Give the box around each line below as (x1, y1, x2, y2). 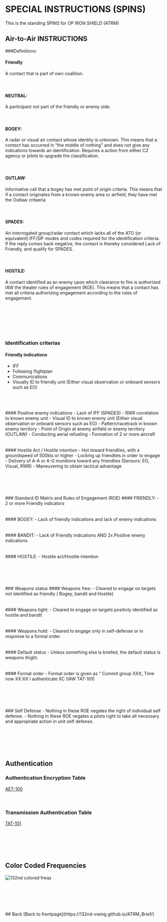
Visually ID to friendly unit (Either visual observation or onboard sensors (12, 379, 161, 385)
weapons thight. (5, 655, 38, 661)
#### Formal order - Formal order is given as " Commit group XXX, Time (5, 671, 155, 677)
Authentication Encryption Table (5, 774, 86, 781)
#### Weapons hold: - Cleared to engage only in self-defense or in (5, 628, 144, 634)
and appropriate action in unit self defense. (5, 718, 94, 724)
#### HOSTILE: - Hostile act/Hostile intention (5, 554, 99, 560)
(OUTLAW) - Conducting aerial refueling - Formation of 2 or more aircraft (5, 431, 156, 437)
